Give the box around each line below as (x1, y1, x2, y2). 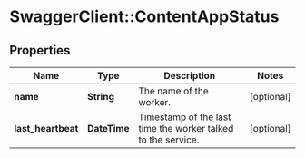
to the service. (138, 133, 200, 146)
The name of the (138, 84, 209, 97)
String (87, 91, 115, 103)
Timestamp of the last (138, 111, 231, 123)
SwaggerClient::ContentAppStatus (9, 6, 280, 27)
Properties (9, 43, 71, 58)
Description (162, 70, 216, 82)
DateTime (87, 123, 130, 134)
